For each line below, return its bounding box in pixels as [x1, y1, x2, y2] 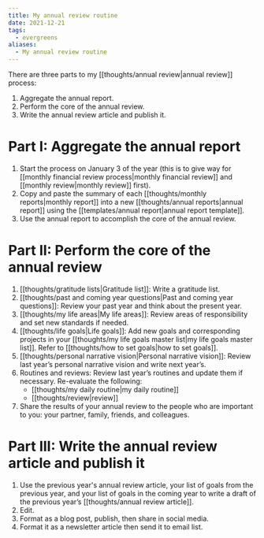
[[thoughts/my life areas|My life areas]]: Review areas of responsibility [19, 309, 248, 319]
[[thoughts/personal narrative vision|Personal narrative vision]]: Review [19, 351, 251, 361]
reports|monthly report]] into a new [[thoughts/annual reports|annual [19, 197, 244, 206]
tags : [8, 26, 26, 34]
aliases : [8, 41, 37, 49]
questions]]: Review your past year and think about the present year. [19, 301, 243, 310]
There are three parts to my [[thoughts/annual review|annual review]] [8, 70, 233, 79]
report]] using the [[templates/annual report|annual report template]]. [19, 206, 245, 215]
